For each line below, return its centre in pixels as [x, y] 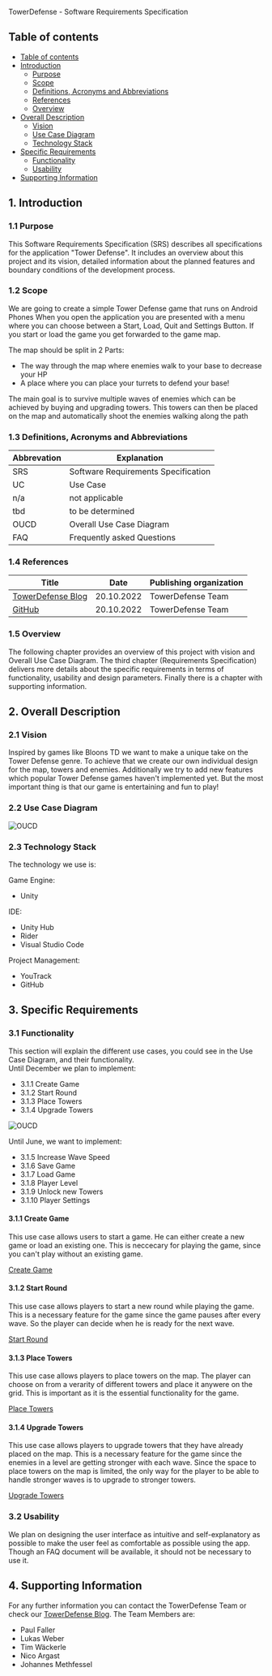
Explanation [140, 458]
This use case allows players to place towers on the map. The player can [130, 1376]
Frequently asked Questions [123, 537]
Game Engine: [32, 880]
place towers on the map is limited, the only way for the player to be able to [134, 1471]
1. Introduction [45, 203]
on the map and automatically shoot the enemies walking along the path [128, 416]
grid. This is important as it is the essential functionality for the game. [124, 1393]
